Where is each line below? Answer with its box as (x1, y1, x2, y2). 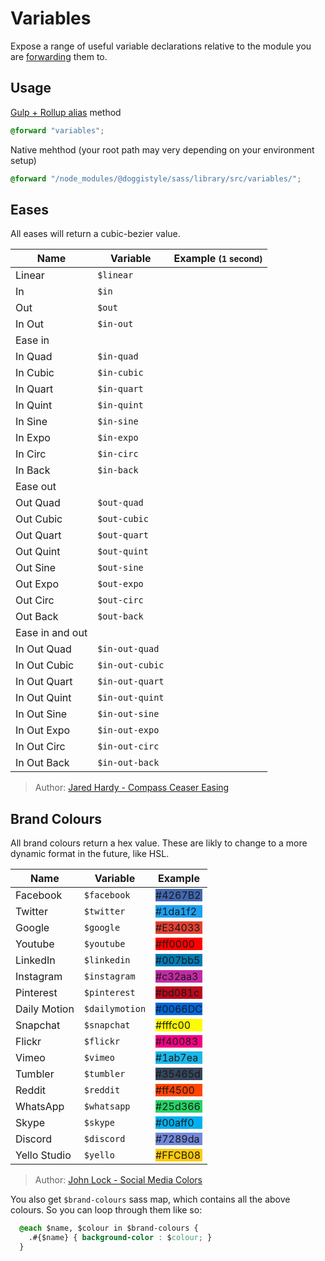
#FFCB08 (155, 1148, 202, 1162)
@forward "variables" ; (10, 125, 105, 136)
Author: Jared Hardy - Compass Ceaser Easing (34, 782, 230, 794)
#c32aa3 (155, 970, 199, 984)
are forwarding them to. (10, 50, 108, 62)
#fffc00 (155, 1018, 192, 1032)
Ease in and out (15, 626, 88, 640)
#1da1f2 (155, 905, 198, 919)
